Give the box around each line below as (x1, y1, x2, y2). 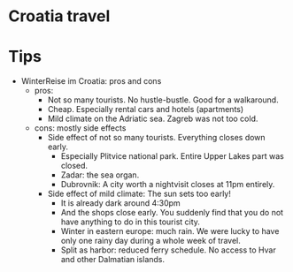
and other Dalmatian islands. (60, 254, 166, 265)
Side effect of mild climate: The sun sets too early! (47, 188, 232, 200)
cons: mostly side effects (34, 123, 127, 133)
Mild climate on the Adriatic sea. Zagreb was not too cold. (47, 113, 258, 125)
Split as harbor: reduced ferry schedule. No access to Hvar (60, 245, 276, 255)
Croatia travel (8, 6, 111, 26)
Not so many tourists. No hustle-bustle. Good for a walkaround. (47, 94, 280, 105)
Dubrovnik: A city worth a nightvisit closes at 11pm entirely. (60, 179, 275, 190)
